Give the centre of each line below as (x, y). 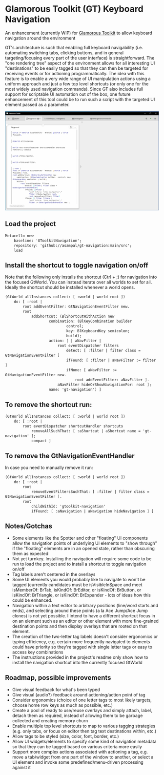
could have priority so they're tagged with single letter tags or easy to (82, 647)
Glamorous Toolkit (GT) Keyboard (74, 9)
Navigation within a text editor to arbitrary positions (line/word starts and (85, 605)
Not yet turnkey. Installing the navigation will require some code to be (82, 559)
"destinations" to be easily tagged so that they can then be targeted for (77, 68)
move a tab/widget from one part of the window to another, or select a (83, 757)
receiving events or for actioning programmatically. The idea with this (75, 73)
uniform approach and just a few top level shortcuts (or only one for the (77, 83)
